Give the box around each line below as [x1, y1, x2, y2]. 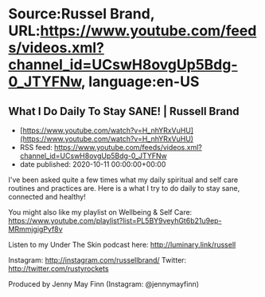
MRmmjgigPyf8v [8, 224, 63, 234]
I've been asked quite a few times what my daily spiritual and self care [8, 175, 239, 184]
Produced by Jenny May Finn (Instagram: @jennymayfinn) [8, 279, 200, 288]
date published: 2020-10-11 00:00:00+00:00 [19, 160, 166, 168]
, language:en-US [80, 73, 200, 91]
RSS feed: [19, 143, 53, 152]
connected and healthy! [8, 192, 86, 201]
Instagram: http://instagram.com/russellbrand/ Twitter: [8, 255, 187, 264]
